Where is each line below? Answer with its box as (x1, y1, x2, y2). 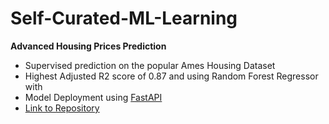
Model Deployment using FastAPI (24, 91, 163, 103)
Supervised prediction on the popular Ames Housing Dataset (24, 59, 276, 71)
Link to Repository (24, 102, 100, 114)
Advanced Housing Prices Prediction (10, 40, 167, 52)
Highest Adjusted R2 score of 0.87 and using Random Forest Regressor (24, 70, 319, 82)
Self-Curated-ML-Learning (10, 7, 238, 30)
